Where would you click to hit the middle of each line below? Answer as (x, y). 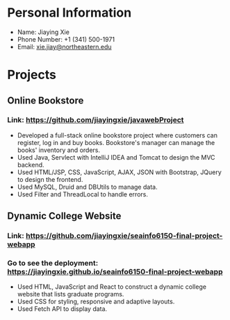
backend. (31, 165)
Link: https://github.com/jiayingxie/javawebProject (96, 120)
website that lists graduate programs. (71, 294)
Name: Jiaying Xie (43, 32)
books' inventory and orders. (59, 150)
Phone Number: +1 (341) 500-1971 (66, 39)
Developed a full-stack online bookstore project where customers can (117, 135)
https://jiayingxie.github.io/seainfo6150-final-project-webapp (115, 272)
